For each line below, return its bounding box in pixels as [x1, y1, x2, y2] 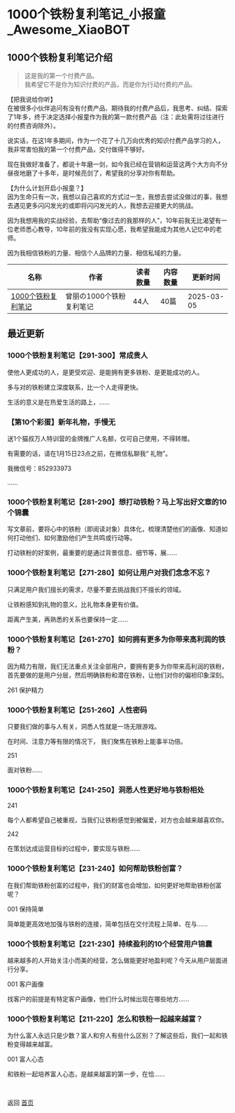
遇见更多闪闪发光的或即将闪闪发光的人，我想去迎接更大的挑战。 [13, 202, 197, 209]
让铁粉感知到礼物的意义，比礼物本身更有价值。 [7, 600, 142, 608]
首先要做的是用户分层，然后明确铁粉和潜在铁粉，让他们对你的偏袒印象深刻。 [7, 671, 228, 679]
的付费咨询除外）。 [7, 121, 59, 130]
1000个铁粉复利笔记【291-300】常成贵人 [7, 350, 148, 360]
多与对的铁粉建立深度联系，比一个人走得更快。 [7, 383, 142, 391]
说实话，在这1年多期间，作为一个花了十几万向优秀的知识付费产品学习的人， [7, 136, 225, 145]
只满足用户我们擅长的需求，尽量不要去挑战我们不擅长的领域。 [7, 585, 185, 593]
